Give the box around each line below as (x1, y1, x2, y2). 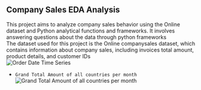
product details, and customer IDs (6, 52, 91, 59)
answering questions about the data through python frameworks (6, 33, 167, 41)
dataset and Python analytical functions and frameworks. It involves (6, 27, 175, 34)
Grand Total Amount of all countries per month (14, 71, 137, 77)
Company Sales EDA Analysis (6, 5, 120, 15)
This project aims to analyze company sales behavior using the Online (6, 20, 180, 28)
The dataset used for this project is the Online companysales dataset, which (6, 40, 196, 47)
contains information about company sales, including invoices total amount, (6, 46, 194, 53)
